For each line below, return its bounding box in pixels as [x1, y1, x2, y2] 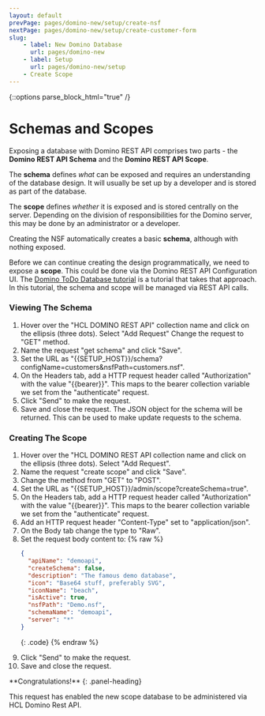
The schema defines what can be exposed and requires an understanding [9, 169, 251, 179]
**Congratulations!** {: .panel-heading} [9, 676, 142, 686]
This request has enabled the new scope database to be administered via [9, 692, 248, 701]
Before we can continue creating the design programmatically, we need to [9, 258, 250, 267]
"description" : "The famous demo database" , [28, 571, 177, 579]
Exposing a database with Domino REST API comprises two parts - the [9, 145, 238, 155]
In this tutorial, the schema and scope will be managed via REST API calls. [9, 282, 249, 292]
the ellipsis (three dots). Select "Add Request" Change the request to [20, 329, 244, 338]
